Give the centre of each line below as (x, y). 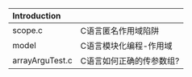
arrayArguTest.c (42, 61)
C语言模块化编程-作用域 (126, 46)
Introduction (37, 16)
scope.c (27, 30)
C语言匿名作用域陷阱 (120, 31)
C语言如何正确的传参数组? (130, 61)
